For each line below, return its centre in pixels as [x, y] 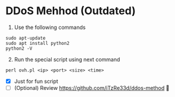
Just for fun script [36, 81]
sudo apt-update [26, 38]
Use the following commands [50, 27]
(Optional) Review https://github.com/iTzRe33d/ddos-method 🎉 [92, 88]
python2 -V [19, 48]
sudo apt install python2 [37, 43]
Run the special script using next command [67, 59]
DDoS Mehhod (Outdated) [71, 11]
